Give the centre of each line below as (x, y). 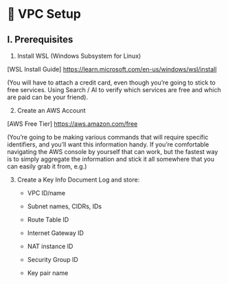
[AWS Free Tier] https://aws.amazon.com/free (72, 124)
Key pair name (48, 273)
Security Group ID (53, 260)
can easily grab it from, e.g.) (47, 166)
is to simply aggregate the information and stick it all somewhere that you (111, 159)
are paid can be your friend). (47, 97)
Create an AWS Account (51, 110)
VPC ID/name (46, 193)
